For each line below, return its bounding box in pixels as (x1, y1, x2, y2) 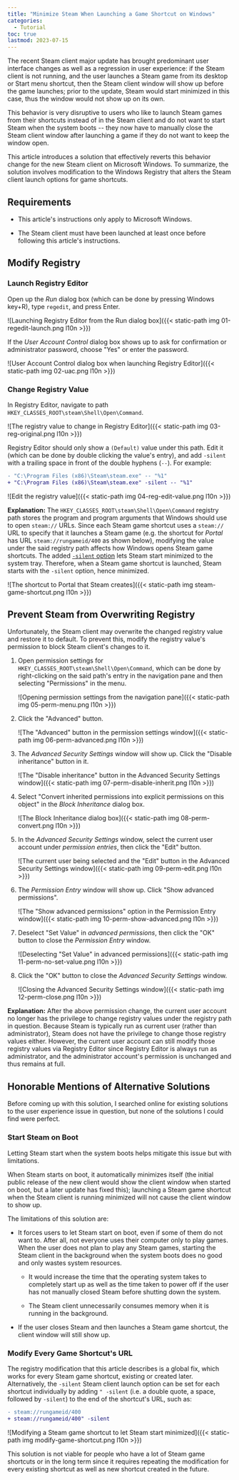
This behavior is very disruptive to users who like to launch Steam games (7, 109, 223, 117)
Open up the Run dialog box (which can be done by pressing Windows (7, 294, 215, 303)
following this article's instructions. (17, 236, 121, 245)
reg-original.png (7, 429, 56, 438)
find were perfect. (7, 1114, 61, 1123)
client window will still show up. (17, 1330, 111, 1339)
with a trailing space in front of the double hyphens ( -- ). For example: (7, 458, 212, 467)
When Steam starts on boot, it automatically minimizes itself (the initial (7, 1170, 214, 1179)
